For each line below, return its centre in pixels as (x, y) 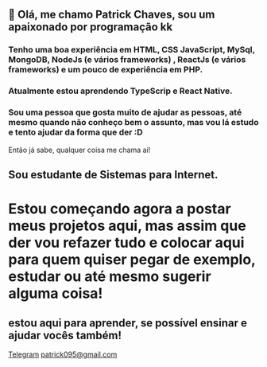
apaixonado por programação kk (91, 27)
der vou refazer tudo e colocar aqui (126, 243)
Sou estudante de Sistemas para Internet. (113, 175)
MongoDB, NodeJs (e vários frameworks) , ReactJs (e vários (127, 60)
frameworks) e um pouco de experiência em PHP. (106, 70)
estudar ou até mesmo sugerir (110, 277)
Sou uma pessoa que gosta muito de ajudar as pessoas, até (125, 112)
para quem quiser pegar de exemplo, (132, 260)
